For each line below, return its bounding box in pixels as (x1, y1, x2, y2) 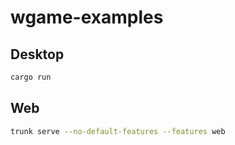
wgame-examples (10, 6, 164, 29)
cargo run (10, 72, 52, 82)
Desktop (10, 46, 65, 63)
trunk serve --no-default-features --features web (10, 126, 226, 136)
